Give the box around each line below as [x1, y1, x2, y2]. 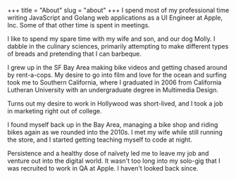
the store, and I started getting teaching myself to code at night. [7, 135, 192, 144]
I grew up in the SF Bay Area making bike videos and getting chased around [7, 63, 228, 71]
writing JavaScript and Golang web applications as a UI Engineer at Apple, [7, 13, 223, 22]
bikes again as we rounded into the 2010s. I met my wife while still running [7, 128, 223, 136]
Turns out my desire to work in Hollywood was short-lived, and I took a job [7, 99, 223, 108]
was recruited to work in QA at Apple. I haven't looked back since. [7, 164, 199, 172]
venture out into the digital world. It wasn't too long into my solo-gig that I [7, 156, 221, 165]
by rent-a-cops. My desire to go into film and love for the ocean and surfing [7, 70, 227, 79]
